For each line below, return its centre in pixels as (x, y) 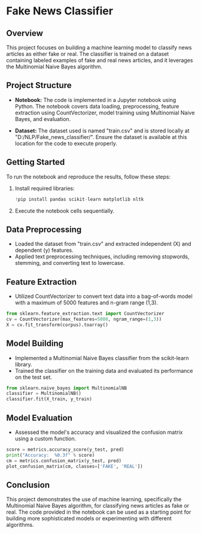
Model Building (35, 344)
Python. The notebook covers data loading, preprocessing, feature (97, 106)
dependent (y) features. (44, 251)
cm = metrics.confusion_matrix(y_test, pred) (64, 461)
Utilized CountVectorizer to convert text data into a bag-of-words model (103, 296)
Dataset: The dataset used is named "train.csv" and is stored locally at (102, 131)
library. (24, 364)
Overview (25, 33)
